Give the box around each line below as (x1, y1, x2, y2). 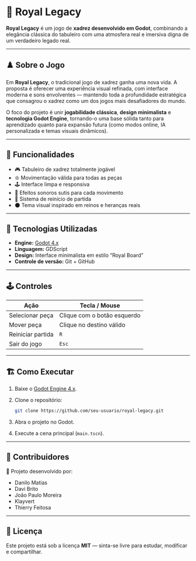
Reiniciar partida (9, 331, 54, 339)
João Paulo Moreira (14, 491, 62, 498)
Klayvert (14, 497, 35, 505)
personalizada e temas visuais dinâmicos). (6, 127, 108, 134)
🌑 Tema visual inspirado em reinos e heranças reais (14, 201, 141, 208)
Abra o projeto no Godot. (14, 418, 75, 425)
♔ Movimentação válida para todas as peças (14, 174, 123, 181)
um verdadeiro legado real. (6, 37, 71, 44)
